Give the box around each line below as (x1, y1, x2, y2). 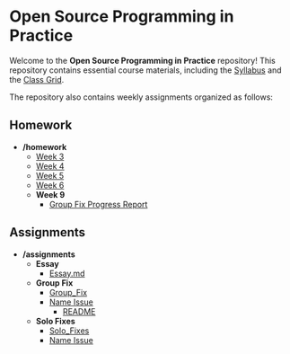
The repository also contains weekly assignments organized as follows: (9, 92, 274, 102)
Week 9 (35, 189, 66, 199)
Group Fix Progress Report (48, 199, 148, 209)
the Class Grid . (9, 74, 65, 84)
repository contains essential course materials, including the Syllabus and (9, 65, 282, 75)
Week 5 (35, 170, 65, 181)
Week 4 (35, 160, 65, 172)
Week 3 (35, 151, 65, 162)
